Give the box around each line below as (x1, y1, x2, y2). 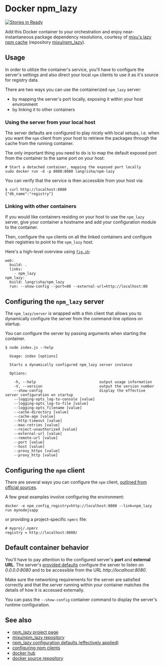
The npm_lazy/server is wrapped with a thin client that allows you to (5, 310, 142, 316)
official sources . (5, 484, 38, 490)
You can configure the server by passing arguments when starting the (5, 331, 146, 336)
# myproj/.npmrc (5, 526, 38, 531)
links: (9, 267, 23, 272)
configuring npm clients (12, 645, 60, 651)
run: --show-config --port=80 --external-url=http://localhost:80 (9, 284, 148, 289)
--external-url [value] (14, 431, 63, 436)
